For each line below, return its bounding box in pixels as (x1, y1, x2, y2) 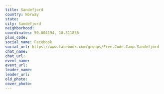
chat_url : (5, 53, 26, 59)
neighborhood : (5, 26, 35, 31)
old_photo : (5, 77, 28, 82)
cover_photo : (5, 81, 32, 86)
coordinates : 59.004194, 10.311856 (5, 30, 79, 35)
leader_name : (5, 68, 32, 73)
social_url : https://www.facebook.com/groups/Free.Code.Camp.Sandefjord (5, 44, 160, 49)
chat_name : (5, 49, 28, 54)
